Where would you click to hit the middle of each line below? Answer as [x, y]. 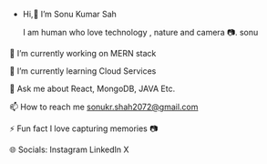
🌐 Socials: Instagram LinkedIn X [69, 149]
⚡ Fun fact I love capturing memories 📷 [84, 128]
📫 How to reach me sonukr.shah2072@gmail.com [104, 107]
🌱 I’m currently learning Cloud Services [83, 71]
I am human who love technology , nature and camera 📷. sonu [140, 32]
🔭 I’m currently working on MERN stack [83, 53]
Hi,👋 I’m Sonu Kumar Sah [69, 14]
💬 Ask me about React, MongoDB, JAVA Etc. [92, 88]
